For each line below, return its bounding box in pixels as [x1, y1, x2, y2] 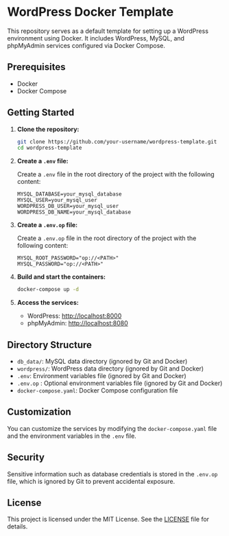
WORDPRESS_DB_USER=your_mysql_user [16, 203, 119, 210]
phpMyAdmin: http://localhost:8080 [27, 319, 128, 327]
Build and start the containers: [16, 272, 106, 281]
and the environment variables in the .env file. [7, 432, 137, 440]
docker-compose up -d [16, 286, 79, 293]
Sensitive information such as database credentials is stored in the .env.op [7, 469, 218, 478]
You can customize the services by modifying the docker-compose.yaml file [7, 424, 217, 432]
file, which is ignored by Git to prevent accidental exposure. [7, 477, 176, 485]
